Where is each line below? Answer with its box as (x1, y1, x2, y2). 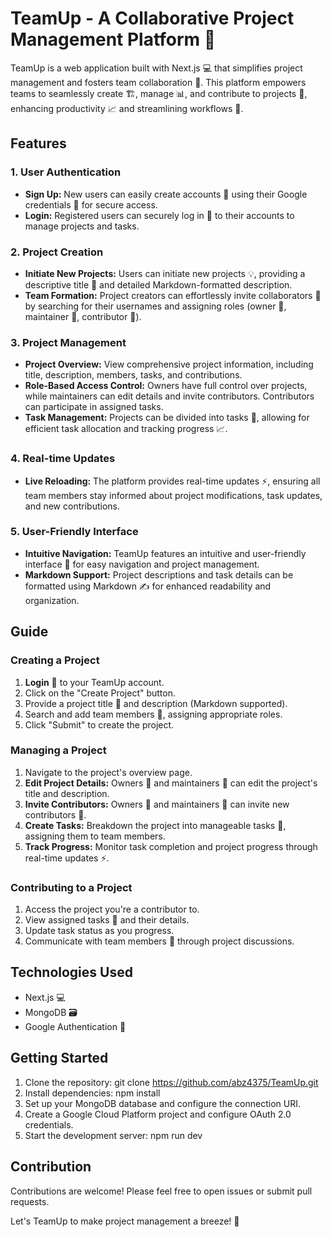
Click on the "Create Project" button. (24, 687, 177, 699)
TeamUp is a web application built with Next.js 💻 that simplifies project (10, 62, 303, 74)
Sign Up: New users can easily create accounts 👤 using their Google (24, 188, 308, 200)
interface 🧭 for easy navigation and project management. (24, 558, 260, 570)
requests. (10, 1195, 50, 1207)
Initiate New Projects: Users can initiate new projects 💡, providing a (24, 267, 306, 279)
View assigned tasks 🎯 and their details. (24, 914, 190, 926)
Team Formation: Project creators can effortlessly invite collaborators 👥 (24, 289, 322, 301)
